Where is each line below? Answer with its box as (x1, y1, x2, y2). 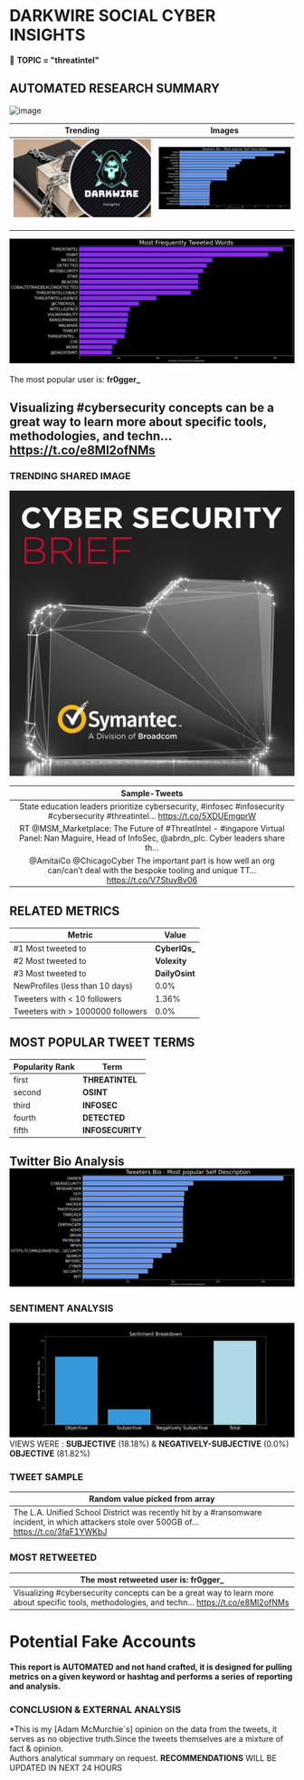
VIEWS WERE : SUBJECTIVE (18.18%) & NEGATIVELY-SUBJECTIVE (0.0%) (9, 1438, 290, 1449)
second (13, 1087, 42, 1098)
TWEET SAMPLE (9, 1470, 84, 1483)
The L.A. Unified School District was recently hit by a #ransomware (13, 1506, 262, 1517)
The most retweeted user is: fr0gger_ (80, 1574, 224, 1585)
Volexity (155, 955, 187, 966)
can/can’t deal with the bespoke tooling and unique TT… (47, 864, 257, 875)
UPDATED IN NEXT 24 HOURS (9, 1763, 122, 1774)
